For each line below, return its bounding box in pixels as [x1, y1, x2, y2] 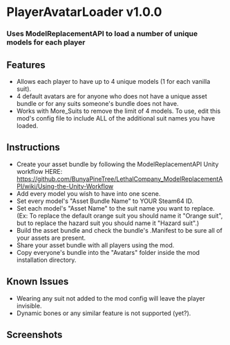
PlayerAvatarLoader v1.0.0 [6, 4, 162, 20]
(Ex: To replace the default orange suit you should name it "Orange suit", [16, 211, 223, 220]
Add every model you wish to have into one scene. [16, 189, 161, 197]
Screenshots [6, 328, 63, 340]
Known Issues [6, 276, 69, 287]
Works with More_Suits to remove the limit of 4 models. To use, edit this [16, 107, 221, 115]
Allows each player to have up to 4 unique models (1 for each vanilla [16, 77, 211, 85]
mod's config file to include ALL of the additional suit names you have [16, 114, 215, 122]
